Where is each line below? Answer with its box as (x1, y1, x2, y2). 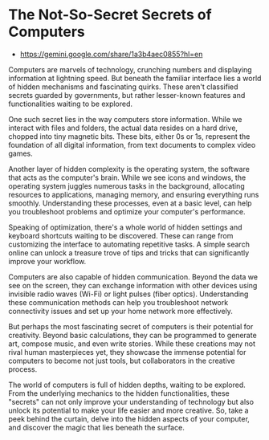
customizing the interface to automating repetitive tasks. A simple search (8, 239, 251, 249)
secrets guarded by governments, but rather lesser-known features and (8, 90, 246, 100)
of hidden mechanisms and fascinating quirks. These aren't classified (8, 82, 238, 92)
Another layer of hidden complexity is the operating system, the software (8, 164, 251, 173)
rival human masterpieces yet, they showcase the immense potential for (8, 347, 247, 356)
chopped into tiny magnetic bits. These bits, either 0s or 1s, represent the (8, 131, 251, 141)
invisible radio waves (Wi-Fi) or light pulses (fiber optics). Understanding (8, 289, 249, 299)
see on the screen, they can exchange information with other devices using (8, 280, 258, 290)
